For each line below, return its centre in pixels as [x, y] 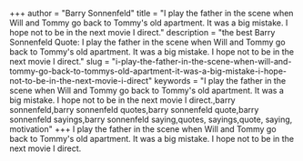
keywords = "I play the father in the [220, 80]
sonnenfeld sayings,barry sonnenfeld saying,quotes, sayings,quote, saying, [151, 119]
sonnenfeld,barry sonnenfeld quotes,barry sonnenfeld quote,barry [134, 110]
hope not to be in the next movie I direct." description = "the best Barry [142, 32]
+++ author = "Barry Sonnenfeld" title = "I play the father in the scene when [151, 13]
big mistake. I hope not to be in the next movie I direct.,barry [122, 100]
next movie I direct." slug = [60, 61]
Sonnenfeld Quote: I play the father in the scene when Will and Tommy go [147, 42]
